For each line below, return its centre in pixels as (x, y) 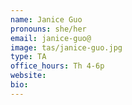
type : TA (28, 57)
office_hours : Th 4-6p (57, 66)
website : (28, 76)
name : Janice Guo (46, 19)
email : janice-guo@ (51, 38)
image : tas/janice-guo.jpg (66, 47)
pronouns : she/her (48, 29)
